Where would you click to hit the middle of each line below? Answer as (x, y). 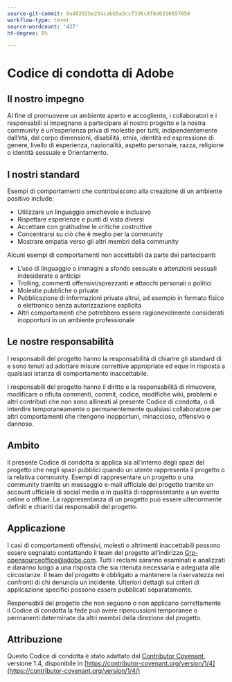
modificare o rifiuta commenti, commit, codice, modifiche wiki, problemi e (112, 394)
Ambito (24, 446)
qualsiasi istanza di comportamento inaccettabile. (78, 373)
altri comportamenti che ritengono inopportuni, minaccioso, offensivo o (109, 416)
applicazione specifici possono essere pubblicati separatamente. (100, 589)
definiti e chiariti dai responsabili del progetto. (72, 506)
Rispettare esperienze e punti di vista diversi (80, 219)
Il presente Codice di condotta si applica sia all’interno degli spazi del (106, 462)
